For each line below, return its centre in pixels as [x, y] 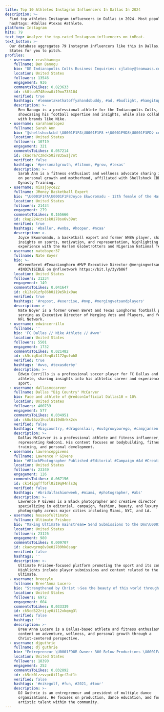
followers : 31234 [31, 278]
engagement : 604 [31, 602]
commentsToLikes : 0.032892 [41, 670]
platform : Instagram [26, 28]
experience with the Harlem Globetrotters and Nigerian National [86, 246]
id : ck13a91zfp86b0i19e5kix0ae [46, 292]
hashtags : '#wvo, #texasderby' [46, 365]
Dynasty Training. [37, 183]
